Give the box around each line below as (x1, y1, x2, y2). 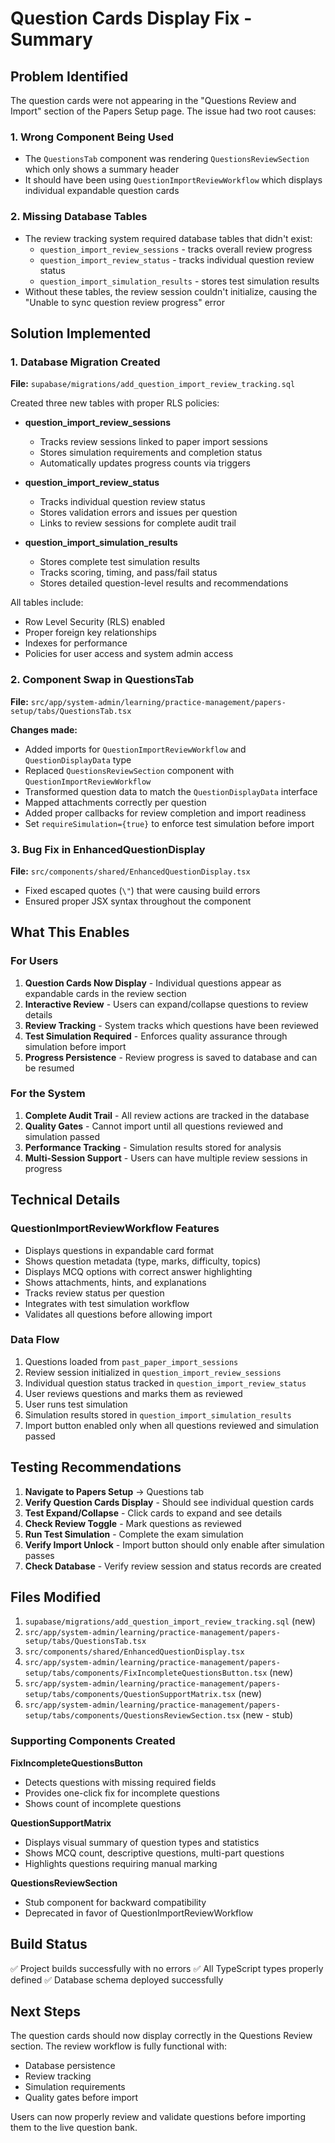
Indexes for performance (24, 637, 128, 649)
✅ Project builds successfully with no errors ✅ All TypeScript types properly (10, 1962, 324, 1974)
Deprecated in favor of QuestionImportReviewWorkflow (24, 1907, 254, 1919)
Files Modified (10, 1589, 102, 1606)
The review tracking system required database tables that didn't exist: (24, 232, 313, 244)
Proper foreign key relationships (24, 627, 157, 639)
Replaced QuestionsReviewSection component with (24, 764, 235, 776)
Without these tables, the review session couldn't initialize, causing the (24, 285, 318, 297)
